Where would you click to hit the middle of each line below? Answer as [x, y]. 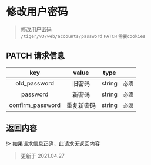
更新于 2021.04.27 [42, 156]
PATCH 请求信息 [36, 56]
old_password [35, 83]
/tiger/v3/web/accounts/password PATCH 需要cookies [83, 36]
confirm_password [35, 105]
